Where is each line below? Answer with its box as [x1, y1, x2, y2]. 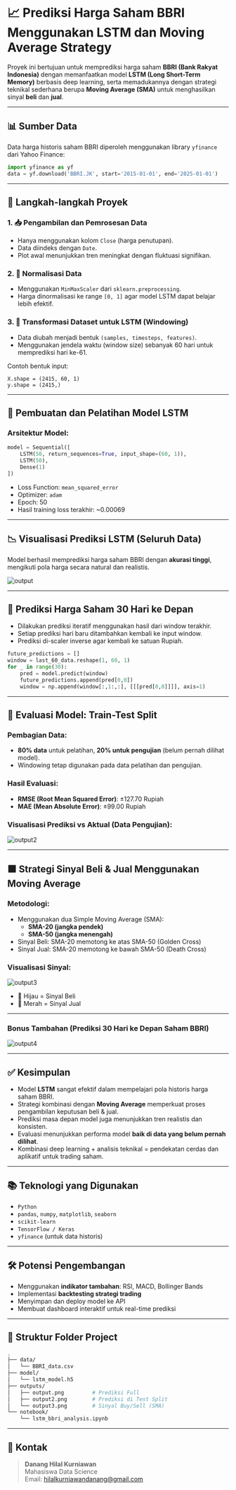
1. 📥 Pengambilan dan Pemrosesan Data [7, 218, 147, 228]
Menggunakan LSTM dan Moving [7, 25, 205, 41]
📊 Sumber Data [7, 120, 77, 133]
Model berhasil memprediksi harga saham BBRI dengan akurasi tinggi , [7, 555, 212, 563]
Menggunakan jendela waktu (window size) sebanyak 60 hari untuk [17, 341, 214, 349]
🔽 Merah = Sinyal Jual [17, 999, 81, 1007]
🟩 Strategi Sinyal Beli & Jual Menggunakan [7, 863, 199, 875]
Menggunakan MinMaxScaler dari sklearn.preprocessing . [17, 285, 181, 293]
